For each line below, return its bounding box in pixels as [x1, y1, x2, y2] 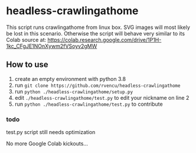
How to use [6, 60, 48, 70]
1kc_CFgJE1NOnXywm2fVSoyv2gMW [6, 43, 97, 50]
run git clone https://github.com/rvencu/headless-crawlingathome [14, 82, 181, 89]
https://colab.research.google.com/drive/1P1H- [47, 36, 162, 43]
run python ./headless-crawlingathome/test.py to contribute [14, 100, 164, 108]
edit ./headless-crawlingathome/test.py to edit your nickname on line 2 [14, 94, 190, 101]
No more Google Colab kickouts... [6, 140, 89, 147]
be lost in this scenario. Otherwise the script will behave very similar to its [6, 30, 185, 37]
